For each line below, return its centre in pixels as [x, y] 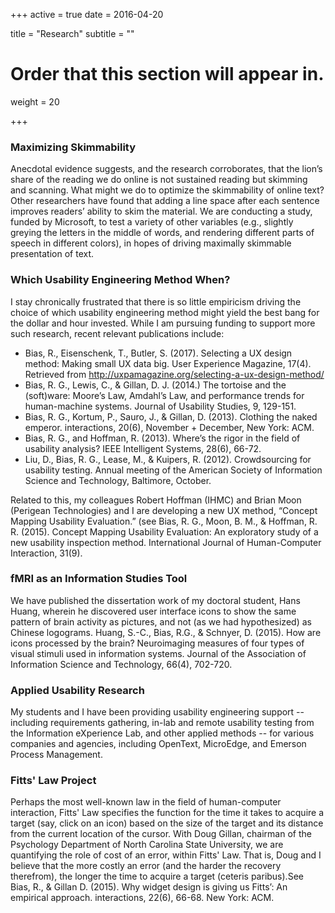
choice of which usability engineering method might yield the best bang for [165, 312]
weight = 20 [35, 101]
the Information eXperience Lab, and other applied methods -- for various [162, 733]
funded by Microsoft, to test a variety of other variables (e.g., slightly [152, 222]
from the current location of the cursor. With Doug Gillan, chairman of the [161, 834]
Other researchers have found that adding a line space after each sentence [165, 201]
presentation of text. [52, 254]
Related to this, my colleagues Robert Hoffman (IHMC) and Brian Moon [156, 500]
